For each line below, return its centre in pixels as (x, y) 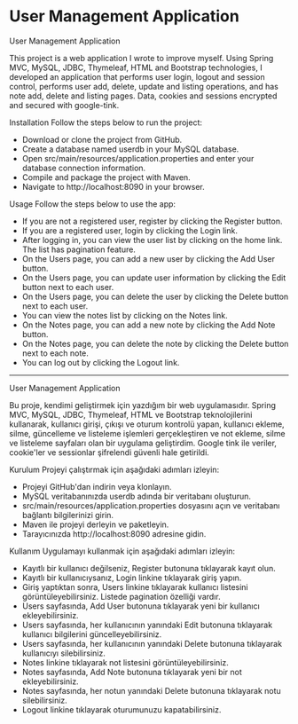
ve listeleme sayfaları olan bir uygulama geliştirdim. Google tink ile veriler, (143, 443)
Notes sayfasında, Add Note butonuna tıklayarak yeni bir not (132, 672)
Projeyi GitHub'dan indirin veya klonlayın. (97, 486)
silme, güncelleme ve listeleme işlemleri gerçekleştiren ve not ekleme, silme (147, 433)
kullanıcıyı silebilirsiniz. (64, 653)
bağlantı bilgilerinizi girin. (67, 515)
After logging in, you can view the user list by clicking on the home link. (152, 240)
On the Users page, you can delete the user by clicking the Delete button (155, 296)
